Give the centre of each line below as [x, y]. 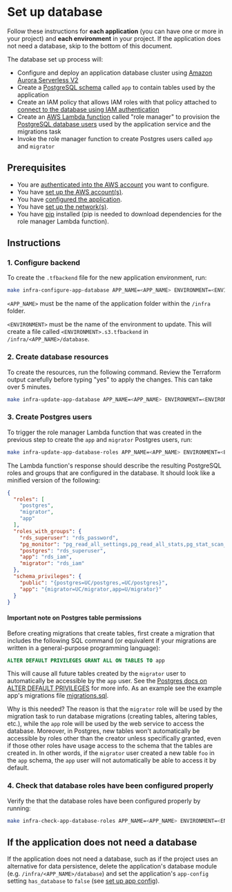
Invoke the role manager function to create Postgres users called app [115, 138]
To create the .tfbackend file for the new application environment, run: [107, 278]
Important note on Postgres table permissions [74, 617]
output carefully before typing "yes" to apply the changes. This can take [110, 379]
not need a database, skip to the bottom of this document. [90, 46]
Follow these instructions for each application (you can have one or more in [115, 31]
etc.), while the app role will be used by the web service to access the [106, 724]
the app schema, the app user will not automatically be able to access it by [112, 761]
